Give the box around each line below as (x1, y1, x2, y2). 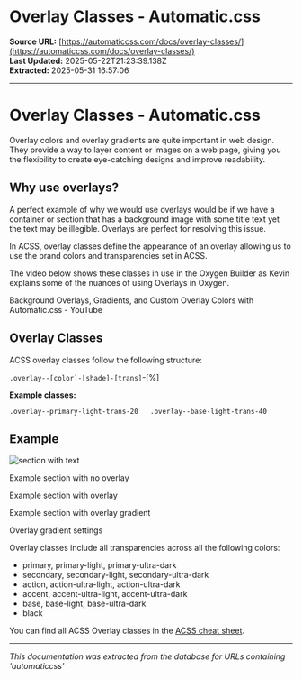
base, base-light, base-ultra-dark (22, 598, 147, 610)
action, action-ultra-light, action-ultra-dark (22, 579, 181, 590)
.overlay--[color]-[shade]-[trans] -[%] (9, 372, 160, 382)
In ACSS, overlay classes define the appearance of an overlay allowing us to (9, 241, 292, 252)
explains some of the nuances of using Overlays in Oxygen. (9, 277, 230, 288)
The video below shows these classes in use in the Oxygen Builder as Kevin (9, 268, 290, 279)
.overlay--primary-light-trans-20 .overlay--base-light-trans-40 (9, 407, 268, 416)
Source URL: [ (9, 36, 62, 47)
